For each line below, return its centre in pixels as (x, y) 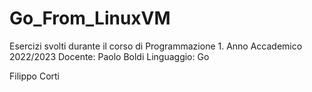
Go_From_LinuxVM (90, 18)
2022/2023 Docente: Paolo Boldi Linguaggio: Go (109, 56)
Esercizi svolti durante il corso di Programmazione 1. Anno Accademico (156, 46)
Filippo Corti (34, 76)
